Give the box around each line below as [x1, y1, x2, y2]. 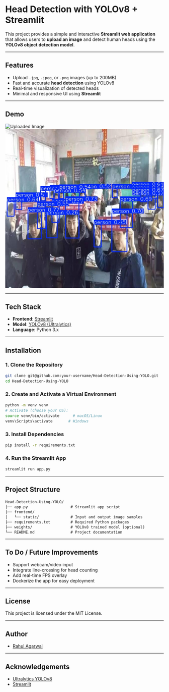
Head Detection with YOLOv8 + [5, 4, 138, 15]
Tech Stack [5, 302, 41, 311]
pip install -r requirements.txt [5, 443, 75, 448]
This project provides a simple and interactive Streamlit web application [5, 31, 156, 37]
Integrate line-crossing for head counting [12, 567, 98, 573]
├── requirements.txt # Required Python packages [5, 519, 129, 524]
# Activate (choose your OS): [5, 408, 69, 413]
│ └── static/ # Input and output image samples [5, 514, 143, 519]
